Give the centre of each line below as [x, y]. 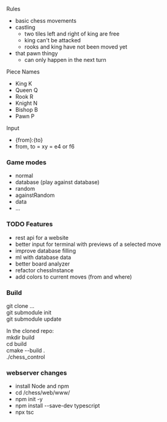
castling [25, 27]
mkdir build [20, 337]
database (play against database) [57, 182]
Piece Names [23, 72]
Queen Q [27, 90]
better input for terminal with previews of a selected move [88, 244]
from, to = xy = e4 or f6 [45, 146]
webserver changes [37, 372]
